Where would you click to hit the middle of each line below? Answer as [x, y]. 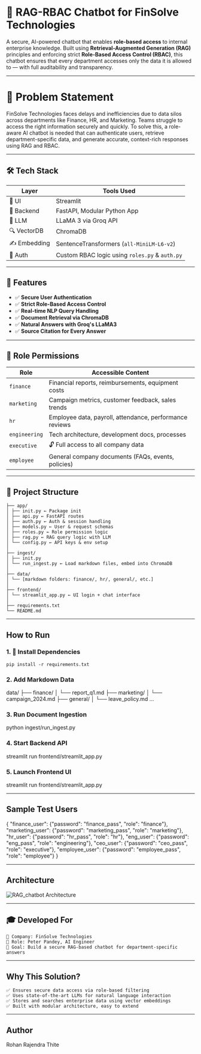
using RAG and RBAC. [33, 145]
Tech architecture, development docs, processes [118, 435]
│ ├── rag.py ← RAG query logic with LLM [59, 538]
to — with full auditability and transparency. [60, 67]
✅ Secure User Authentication [53, 297]
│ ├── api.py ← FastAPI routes [45, 516]
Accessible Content [121, 373]
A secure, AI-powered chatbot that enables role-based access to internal [97, 41]
